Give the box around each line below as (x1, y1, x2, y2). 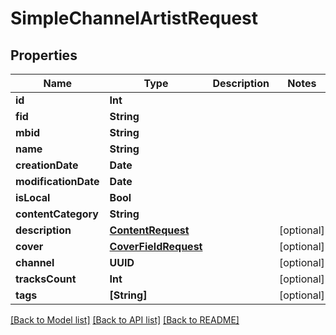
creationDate (15, 158, 79, 172)
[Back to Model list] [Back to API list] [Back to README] (10, 314, 240, 326)
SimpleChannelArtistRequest (10, 7, 259, 30)
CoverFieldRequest (109, 240, 203, 253)
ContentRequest (109, 223, 190, 237)
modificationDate (15, 175, 100, 188)
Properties (10, 47, 78, 64)
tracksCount (15, 272, 77, 286)
